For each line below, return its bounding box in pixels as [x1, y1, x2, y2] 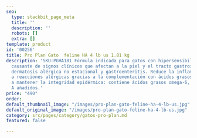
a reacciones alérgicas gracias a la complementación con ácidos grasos [11, 74, 193, 80]
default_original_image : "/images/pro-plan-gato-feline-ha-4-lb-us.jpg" [6, 107, 188, 113]
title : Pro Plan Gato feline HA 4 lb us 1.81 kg [6, 52, 130, 58]
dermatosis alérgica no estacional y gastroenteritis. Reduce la [11, 69, 175, 75]
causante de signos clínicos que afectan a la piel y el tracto [11, 63, 172, 69]
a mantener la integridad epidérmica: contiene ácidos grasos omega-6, [11, 80, 191, 86]
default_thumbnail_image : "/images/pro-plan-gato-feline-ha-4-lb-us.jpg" [6, 101, 191, 107]
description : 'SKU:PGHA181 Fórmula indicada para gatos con [6, 58, 157, 63]
